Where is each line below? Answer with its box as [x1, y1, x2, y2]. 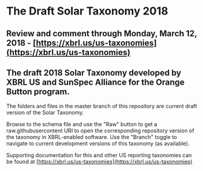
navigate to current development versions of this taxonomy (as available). [6, 140, 190, 147]
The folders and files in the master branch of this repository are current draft [6, 103, 198, 110]
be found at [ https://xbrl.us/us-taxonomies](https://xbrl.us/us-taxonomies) [6, 158, 193, 166]
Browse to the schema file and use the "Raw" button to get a [6, 121, 158, 128]
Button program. [6, 86, 70, 97]
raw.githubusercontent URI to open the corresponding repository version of [6, 127, 195, 134]
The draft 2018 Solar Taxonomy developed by [6, 68, 182, 78]
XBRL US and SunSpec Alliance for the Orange [6, 77, 185, 87]
